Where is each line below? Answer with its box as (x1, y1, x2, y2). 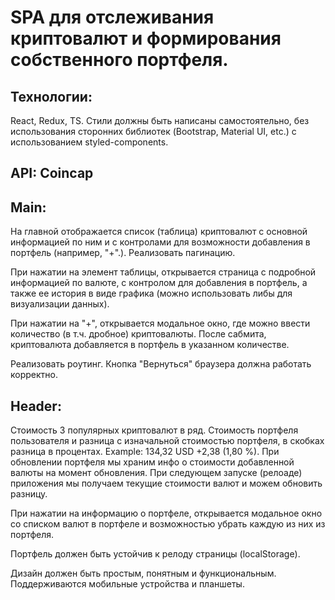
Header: (10, 397, 62, 415)
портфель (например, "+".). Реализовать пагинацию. (10, 247, 236, 259)
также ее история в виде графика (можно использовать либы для (10, 287, 293, 300)
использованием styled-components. (10, 136, 169, 148)
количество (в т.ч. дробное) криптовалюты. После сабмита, (10, 328, 267, 340)
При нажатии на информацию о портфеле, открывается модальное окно (10, 507, 323, 520)
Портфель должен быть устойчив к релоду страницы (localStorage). (10, 548, 301, 560)
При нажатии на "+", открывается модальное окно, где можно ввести (10, 317, 311, 330)
